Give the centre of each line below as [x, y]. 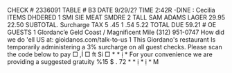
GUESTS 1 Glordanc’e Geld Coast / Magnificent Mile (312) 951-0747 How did [116, 32]
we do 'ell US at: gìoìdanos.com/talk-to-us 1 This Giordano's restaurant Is [111, 40]
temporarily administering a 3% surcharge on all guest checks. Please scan [115, 47]
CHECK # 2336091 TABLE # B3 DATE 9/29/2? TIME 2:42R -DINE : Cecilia [111, 10]
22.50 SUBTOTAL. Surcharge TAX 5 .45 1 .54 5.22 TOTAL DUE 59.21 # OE [112, 25]
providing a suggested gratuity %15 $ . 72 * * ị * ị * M [83, 62]
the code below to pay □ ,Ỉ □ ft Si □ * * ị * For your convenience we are [110, 54]
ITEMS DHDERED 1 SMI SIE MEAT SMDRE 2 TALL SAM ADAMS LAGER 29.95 [116, 17]
